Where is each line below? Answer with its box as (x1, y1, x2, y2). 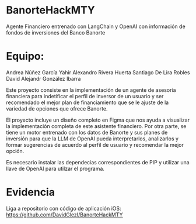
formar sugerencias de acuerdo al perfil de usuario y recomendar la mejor (6, 141, 184, 148)
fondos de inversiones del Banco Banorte (6, 29, 106, 36)
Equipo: (6, 50, 44, 63)
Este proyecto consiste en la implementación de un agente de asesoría (6, 86, 176, 94)
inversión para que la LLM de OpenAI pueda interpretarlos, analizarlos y (6, 135, 179, 142)
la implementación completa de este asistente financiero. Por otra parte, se (6, 122, 187, 129)
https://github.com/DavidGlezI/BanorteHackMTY (6, 211, 124, 218)
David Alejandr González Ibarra (6, 75, 81, 82)
